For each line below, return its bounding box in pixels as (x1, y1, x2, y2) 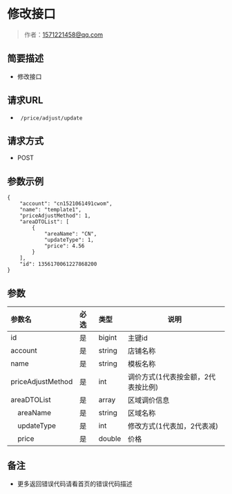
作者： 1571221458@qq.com (23, 30, 104, 39)
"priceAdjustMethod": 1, (19, 212, 91, 220)
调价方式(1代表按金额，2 (127, 372, 209, 381)
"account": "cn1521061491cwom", (19, 200, 113, 207)
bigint (98, 333, 117, 342)
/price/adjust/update (20, 115, 83, 122)
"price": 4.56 (43, 243, 85, 249)
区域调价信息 (127, 395, 170, 405)
